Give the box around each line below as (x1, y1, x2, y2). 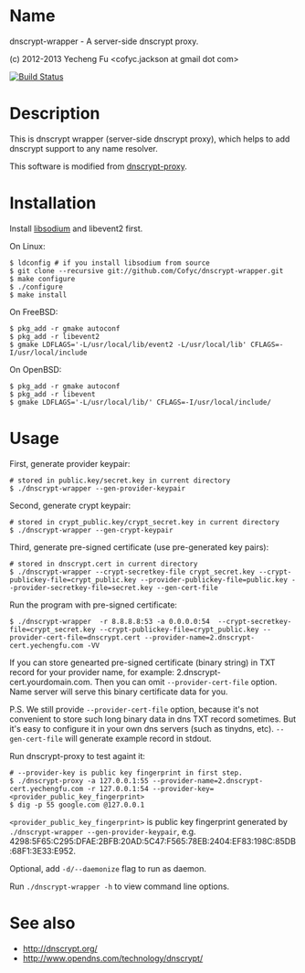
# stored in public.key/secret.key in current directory (9, 476, 231, 485)
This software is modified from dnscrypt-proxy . (9, 161, 187, 172)
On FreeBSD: (9, 306, 58, 317)
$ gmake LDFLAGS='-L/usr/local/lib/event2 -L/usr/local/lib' (9, 340, 247, 349)
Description (9, 103, 100, 124)
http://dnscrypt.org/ (22, 943, 98, 954)
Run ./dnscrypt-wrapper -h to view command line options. (9, 881, 230, 892)
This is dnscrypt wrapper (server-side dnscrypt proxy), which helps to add (9, 133, 290, 144)
